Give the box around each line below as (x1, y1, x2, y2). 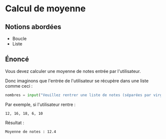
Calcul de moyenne (5, 3, 86, 14)
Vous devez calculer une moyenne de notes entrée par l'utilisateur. (5, 68, 141, 74)
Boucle (12, 35, 27, 41)
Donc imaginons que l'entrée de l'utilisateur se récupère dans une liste (5, 77, 149, 84)
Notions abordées (5, 23, 62, 31)
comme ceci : (5, 83, 33, 89)
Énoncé (5, 55, 29, 64)
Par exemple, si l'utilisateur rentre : (5, 102, 76, 107)
